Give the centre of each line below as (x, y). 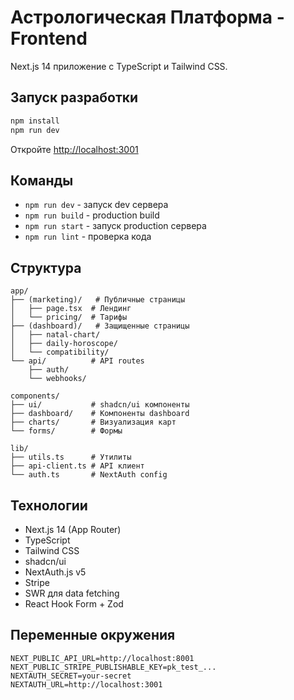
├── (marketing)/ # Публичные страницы (98, 300)
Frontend (49, 38)
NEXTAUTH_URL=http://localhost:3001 (86, 684)
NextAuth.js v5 (55, 572)
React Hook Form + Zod (74, 603)
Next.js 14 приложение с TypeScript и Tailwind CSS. (119, 66)
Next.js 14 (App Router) (73, 529)
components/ (35, 396)
